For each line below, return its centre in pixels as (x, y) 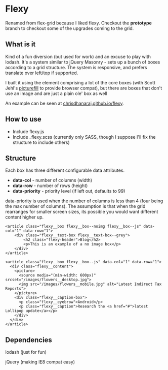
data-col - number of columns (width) (52, 180)
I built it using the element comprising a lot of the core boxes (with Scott (80, 82)
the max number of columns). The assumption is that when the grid (75, 206)
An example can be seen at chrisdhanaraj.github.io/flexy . (65, 103)
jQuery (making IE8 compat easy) (40, 362)
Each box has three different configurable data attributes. (65, 170)
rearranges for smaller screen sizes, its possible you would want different (82, 212)
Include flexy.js (28, 131)
